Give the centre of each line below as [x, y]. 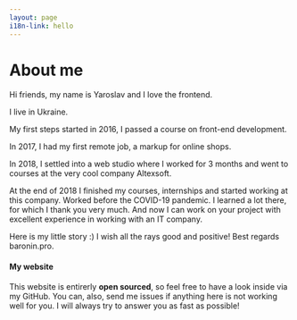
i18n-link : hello [41, 26]
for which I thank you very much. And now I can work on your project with [145, 210]
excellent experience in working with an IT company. [106, 219]
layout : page [33, 17]
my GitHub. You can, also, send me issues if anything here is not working [144, 296]
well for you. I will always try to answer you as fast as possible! [124, 306]
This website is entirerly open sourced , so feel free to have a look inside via [148, 286]
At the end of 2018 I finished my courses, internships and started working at [148, 191]
